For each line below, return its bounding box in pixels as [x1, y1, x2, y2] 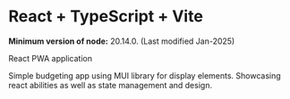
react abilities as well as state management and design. [8, 79, 212, 90]
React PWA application [8, 53, 93, 63]
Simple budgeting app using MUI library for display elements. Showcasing [8, 70, 281, 81]
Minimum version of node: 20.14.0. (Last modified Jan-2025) [8, 36, 235, 46]
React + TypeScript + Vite [8, 6, 203, 27]
